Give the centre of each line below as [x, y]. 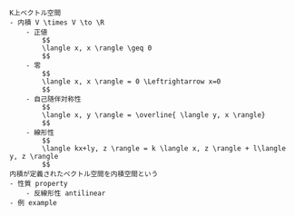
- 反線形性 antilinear [66, 193]
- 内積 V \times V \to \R [57, 23]
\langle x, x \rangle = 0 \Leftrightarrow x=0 [132, 82]
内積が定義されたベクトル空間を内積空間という [84, 174]
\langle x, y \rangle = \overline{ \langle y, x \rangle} [154, 115]
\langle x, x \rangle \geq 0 [97, 48]
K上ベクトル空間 [35, 13]
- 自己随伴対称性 [54, 99]
